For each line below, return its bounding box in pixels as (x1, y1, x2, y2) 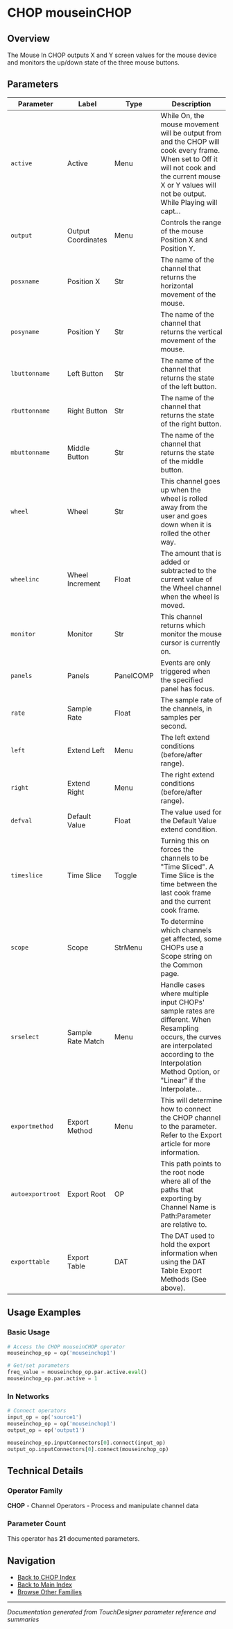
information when (160, 1248, 218, 1258)
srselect (10, 1033, 40, 1041)
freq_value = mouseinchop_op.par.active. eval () (7, 1368, 148, 1376)
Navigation (7, 1555, 55, 1566)
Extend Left (67, 745, 105, 755)
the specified (160, 675, 203, 685)
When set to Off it (160, 154, 218, 164)
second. (160, 721, 187, 731)
